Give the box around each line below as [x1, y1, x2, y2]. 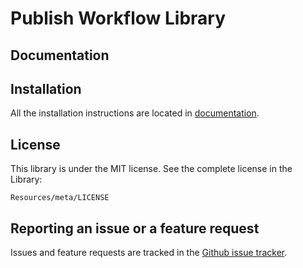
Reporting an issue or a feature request [10, 220, 260, 237]
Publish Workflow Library [10, 7, 227, 30]
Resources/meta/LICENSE [10, 193, 110, 203]
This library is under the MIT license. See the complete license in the [10, 163, 293, 175]
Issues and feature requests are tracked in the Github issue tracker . [10, 247, 288, 259]
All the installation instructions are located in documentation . [10, 107, 260, 119]
